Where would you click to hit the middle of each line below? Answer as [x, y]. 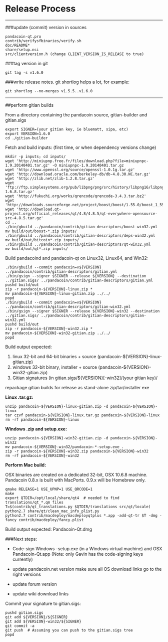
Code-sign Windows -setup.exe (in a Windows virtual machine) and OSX [87, 548]
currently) [23, 559]
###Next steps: [21, 539]
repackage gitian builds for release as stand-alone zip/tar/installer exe [77, 387]
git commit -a [20, 626]
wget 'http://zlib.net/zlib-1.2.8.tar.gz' [50, 179]
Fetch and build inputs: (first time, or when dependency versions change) [81, 147]
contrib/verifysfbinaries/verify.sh [43, 41]
